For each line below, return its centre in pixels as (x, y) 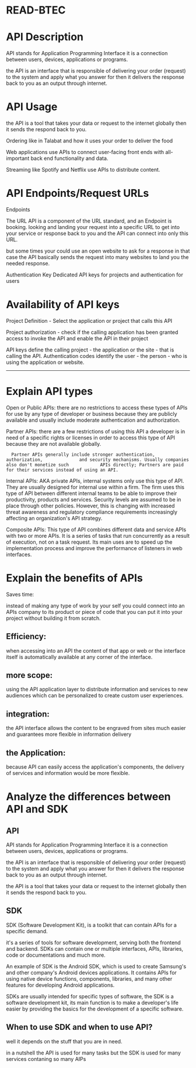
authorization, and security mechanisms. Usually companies (98, 460)
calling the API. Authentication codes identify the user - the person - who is (97, 356)
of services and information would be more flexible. (68, 773)
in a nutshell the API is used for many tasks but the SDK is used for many (93, 1053)
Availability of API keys (63, 305)
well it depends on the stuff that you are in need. (64, 1041)
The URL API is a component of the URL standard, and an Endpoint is (89, 221)
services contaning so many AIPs (46, 1059)
